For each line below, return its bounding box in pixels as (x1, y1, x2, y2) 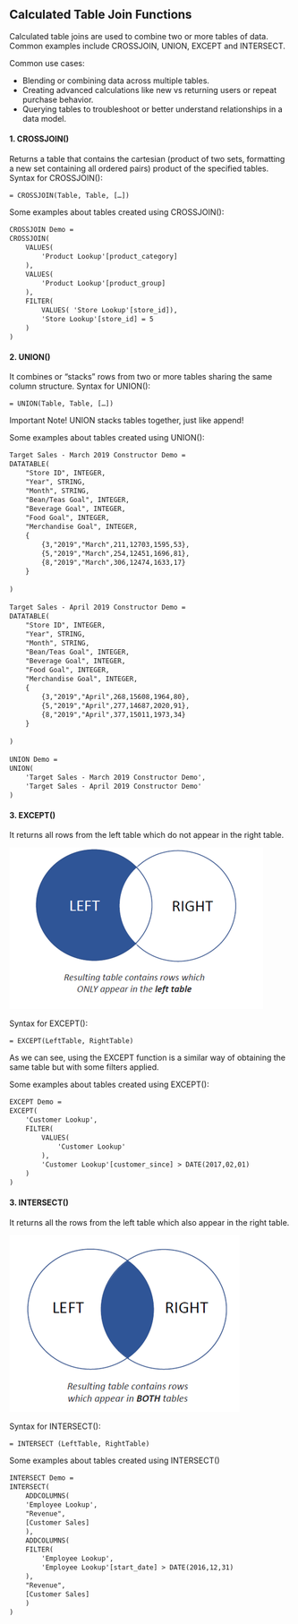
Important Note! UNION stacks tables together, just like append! (9, 415, 244, 426)
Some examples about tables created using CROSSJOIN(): (9, 207, 225, 218)
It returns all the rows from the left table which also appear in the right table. (9, 1217, 290, 1227)
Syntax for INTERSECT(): (9, 1421, 101, 1432)
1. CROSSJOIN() (9, 133, 70, 144)
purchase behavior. (21, 94, 94, 105)
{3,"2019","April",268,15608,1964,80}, (41, 693, 191, 702)
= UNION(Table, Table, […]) (9, 399, 115, 408)
